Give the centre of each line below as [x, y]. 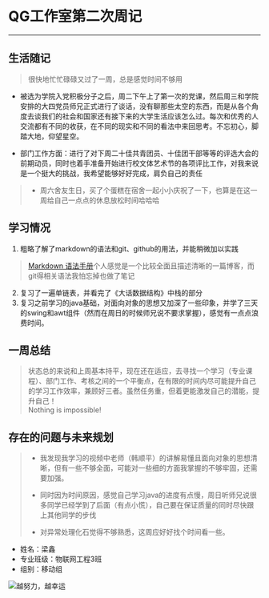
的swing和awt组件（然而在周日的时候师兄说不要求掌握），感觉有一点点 [136, 312]
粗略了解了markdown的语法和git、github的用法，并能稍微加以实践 [129, 248]
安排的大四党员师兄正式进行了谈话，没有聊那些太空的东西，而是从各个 [136, 106]
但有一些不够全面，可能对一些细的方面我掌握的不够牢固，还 [152, 468]
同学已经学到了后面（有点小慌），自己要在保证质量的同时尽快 [147, 505]
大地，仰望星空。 [55, 136]
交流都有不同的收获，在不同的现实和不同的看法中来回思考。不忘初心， [136, 126]
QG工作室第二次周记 [75, 16]
